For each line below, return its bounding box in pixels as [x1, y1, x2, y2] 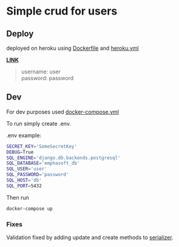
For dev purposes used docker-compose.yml [6, 108, 120, 115]
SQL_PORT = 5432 [6, 183, 42, 189]
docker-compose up [6, 205, 53, 212]
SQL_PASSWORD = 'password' [6, 172, 69, 178]
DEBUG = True [6, 149, 34, 155]
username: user [21, 68, 61, 75]
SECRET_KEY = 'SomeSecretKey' [6, 143, 78, 149]
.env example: [6, 132, 41, 139]
